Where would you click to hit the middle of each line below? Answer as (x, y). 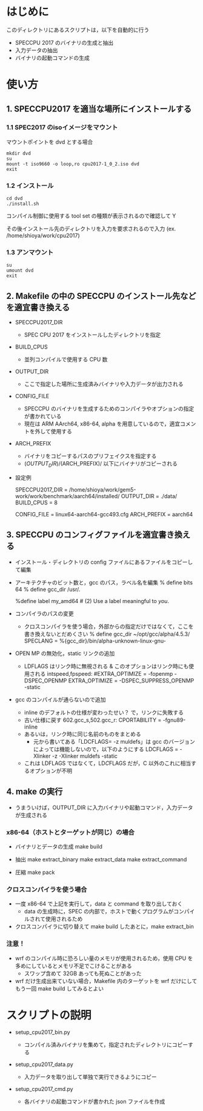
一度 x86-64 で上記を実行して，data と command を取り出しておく (99, 904)
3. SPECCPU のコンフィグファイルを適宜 (82, 535)
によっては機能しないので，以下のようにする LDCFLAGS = (106, 749)
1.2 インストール (30, 185)
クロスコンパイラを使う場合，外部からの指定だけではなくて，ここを (109, 626)
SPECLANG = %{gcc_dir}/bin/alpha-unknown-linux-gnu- (95, 641)
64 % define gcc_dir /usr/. (48, 589)
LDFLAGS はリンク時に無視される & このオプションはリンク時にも (106, 666)
